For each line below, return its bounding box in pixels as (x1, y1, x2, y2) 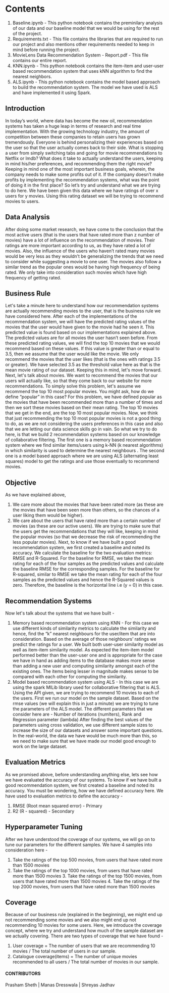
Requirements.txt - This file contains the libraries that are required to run (12, 36, 163, 42)
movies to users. (5, 198, 40, 204)
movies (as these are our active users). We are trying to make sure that (12, 523, 160, 529)
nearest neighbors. (12, 73, 52, 79)
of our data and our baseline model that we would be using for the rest (12, 25, 159, 31)
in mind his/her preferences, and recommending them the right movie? (5, 160, 152, 167)
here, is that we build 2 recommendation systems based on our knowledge (5, 432, 160, 438)
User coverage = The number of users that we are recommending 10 (12, 943, 155, 949)
